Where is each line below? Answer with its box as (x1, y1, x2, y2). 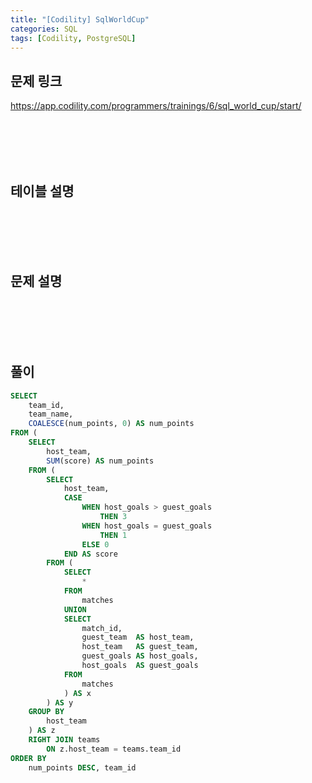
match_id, (81, 623, 123, 633)
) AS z (28, 726, 56, 736)
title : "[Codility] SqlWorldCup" (10, 14, 150, 25)
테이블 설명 (10, 182, 75, 200)
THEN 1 (99, 530, 128, 540)
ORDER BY (10, 753, 47, 763)
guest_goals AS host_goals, (81, 651, 199, 661)
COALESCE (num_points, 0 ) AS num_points (28, 419, 195, 429)
